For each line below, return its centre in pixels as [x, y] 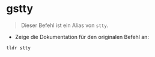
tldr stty [19, 48]
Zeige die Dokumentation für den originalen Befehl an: [82, 37]
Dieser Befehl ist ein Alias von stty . [65, 25]
